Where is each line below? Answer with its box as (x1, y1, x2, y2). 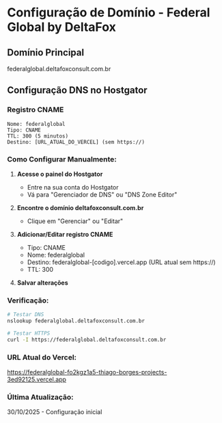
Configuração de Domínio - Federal (7, 5, 210, 21)
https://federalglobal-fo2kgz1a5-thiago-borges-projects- (7, 368, 167, 376)
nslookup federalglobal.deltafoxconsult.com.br (7, 318, 145, 324)
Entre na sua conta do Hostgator (27, 183, 119, 191)
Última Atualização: (7, 392, 74, 402)
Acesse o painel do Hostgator (16, 170, 103, 178)
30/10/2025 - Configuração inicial (7, 408, 102, 416)
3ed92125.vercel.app (7, 375, 67, 384)
